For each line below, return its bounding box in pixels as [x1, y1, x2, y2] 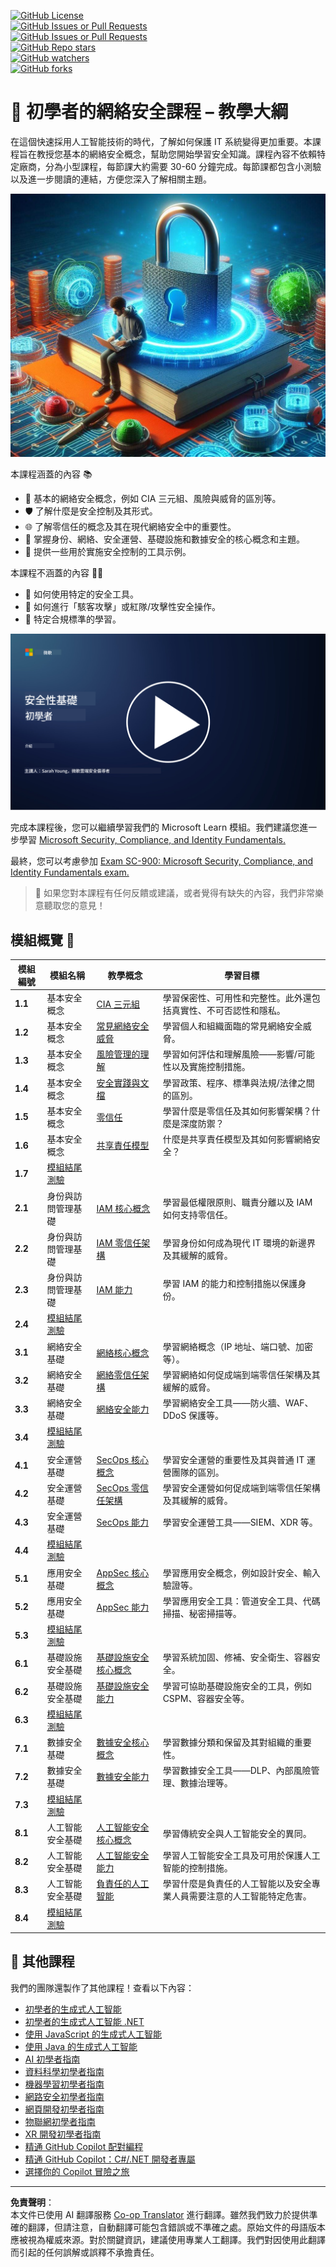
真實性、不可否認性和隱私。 [171, 1004, 286, 1016]
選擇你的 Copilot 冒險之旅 [24, 2165, 130, 2177]
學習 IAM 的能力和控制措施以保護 [162, 1278, 298, 1290]
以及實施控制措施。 [171, 1061, 251, 1073]
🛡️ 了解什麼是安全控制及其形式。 [24, 505, 158, 517]
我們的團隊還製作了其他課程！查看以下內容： [10, 1981, 195, 1994]
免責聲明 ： [10, 2196, 55, 2208]
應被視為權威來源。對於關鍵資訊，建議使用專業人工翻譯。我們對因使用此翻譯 [10, 2233, 326, 2245]
